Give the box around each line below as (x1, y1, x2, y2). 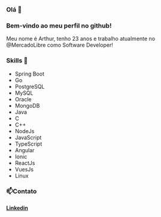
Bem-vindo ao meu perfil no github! (6, 21, 112, 29)
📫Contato (6, 187, 37, 195)
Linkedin (6, 204, 28, 212)
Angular (14, 146, 35, 153)
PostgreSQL (14, 83, 45, 90)
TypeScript (14, 140, 42, 147)
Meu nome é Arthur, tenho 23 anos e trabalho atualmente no (6, 35, 156, 43)
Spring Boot (14, 70, 45, 77)
